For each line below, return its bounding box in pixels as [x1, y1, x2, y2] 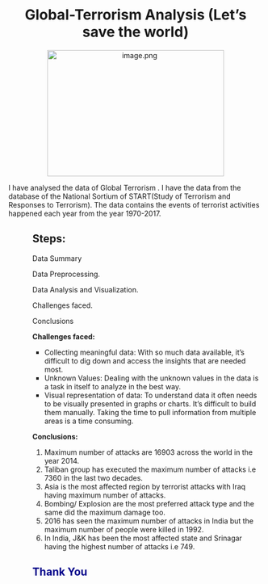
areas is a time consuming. [44, 416, 134, 426]
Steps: [31, 232, 66, 246]
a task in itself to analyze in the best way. [44, 381, 182, 391]
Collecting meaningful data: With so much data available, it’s [44, 347, 245, 357]
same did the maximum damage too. [44, 507, 165, 517]
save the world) [82, 23, 190, 41]
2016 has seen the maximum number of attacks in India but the [44, 515, 254, 526]
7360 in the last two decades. [44, 473, 144, 482]
